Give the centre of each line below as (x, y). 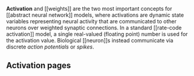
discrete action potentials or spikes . (50, 47)
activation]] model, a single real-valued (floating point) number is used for (97, 34)
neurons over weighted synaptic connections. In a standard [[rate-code (94, 28)
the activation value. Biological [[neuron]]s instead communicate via (90, 40)
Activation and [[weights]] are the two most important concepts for (89, 9)
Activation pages (39, 66)
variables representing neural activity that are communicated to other (91, 21)
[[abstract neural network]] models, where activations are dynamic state (95, 15)
